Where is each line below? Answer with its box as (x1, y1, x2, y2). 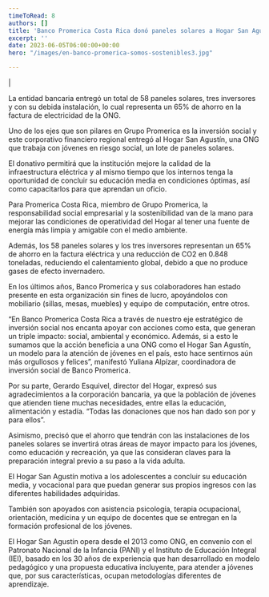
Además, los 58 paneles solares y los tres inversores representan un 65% (8, 241, 251, 250)
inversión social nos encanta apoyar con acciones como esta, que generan (8, 323, 256, 333)
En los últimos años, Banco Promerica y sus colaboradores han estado (8, 282, 242, 291)
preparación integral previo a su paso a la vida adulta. (8, 456, 186, 466)
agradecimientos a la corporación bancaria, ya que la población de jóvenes (8, 389, 256, 399)
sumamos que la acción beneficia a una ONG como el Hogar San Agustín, (8, 340, 251, 349)
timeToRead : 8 (8, 11, 56, 20)
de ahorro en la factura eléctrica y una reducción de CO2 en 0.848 (8, 249, 228, 259)
